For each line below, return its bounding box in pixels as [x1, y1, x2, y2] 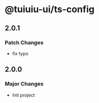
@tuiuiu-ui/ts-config [5, 4, 95, 15]
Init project [12, 92, 35, 98]
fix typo [12, 50, 29, 56]
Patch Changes [5, 39, 44, 46]
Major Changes [5, 80, 44, 87]
